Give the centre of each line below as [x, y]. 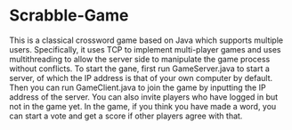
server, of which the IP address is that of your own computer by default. [141, 77]
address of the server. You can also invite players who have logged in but [144, 97]
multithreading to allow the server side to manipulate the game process [140, 59]
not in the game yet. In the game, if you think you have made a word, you [143, 106]
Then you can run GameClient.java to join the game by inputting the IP [138, 87]
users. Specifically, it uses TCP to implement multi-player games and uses [145, 49]
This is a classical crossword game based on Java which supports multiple [146, 40]
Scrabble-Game [69, 16]
